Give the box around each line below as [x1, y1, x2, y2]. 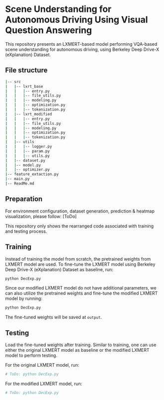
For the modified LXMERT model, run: [5, 381, 82, 387]
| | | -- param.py [5, 148, 50, 154]
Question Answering [5, 25, 92, 36]
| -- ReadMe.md [5, 181, 35, 186]
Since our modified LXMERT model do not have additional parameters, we [5, 285, 157, 291]
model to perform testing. [5, 352, 58, 359]
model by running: [5, 296, 43, 301]
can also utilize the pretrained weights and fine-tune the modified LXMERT [5, 290, 158, 297]
